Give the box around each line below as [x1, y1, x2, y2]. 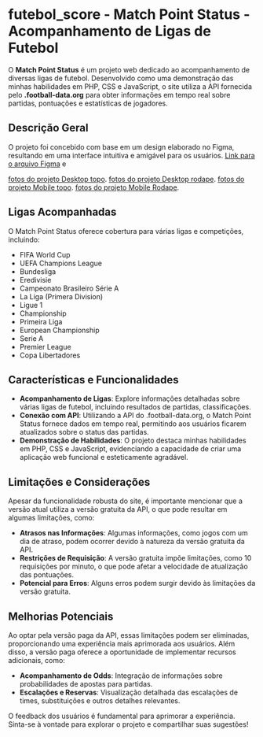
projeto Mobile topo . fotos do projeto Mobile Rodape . [8, 183, 180, 192]
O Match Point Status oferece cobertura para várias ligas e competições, [8, 226, 244, 235]
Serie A [19, 333, 44, 343]
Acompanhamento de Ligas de [8, 22, 212, 40]
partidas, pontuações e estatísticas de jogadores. [8, 98, 168, 108]
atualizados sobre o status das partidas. [19, 428, 149, 437]
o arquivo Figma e [8, 159, 67, 169]
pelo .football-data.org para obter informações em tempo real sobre [8, 90, 231, 99]
